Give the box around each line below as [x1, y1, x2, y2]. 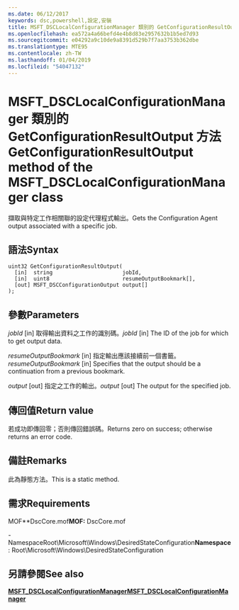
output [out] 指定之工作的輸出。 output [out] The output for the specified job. [8, 382, 231, 390]
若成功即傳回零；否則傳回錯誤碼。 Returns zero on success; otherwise [8, 424, 213, 433]
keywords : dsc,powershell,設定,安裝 [8, 17, 112, 24]
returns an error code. [8, 433, 73, 441]
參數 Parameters [8, 309, 79, 321]
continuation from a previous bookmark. [8, 367, 126, 375]
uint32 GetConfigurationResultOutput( [8, 263, 123, 270]
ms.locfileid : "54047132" [8, 63, 84, 70]
